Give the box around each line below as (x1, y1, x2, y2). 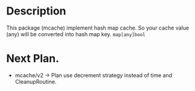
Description (6, 4, 66, 18)
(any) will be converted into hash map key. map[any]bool (6, 30, 146, 37)
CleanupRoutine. (14, 78, 57, 85)
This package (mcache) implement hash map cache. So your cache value (6, 24, 189, 31)
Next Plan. (6, 52, 59, 66)
